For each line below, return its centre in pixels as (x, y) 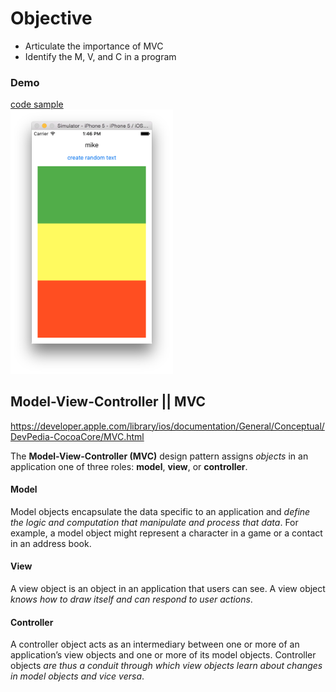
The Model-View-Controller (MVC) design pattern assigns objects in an (159, 456)
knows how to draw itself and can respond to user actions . (131, 599)
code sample (37, 104)
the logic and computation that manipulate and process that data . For (154, 522)
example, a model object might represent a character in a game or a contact (166, 533)
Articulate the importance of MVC (94, 46)
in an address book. (51, 543)
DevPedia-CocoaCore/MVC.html (77, 436)
